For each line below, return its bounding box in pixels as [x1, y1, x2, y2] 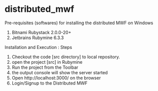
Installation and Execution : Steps [4, 44, 73, 50]
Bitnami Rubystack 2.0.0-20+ [11, 29, 72, 35]
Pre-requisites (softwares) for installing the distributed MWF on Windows [4, 20, 154, 26]
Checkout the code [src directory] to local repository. [11, 53, 120, 60]
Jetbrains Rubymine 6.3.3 [11, 35, 64, 41]
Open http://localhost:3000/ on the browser [11, 75, 101, 81]
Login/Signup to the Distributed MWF [11, 80, 88, 86]
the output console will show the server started [11, 69, 108, 75]
